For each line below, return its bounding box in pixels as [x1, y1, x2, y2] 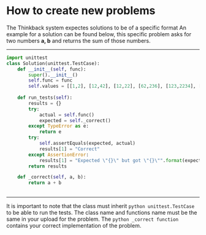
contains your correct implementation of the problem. [6, 222, 142, 229]
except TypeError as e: [28, 123, 89, 129]
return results [28, 163, 67, 169]
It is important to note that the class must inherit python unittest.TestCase [6, 202, 195, 210]
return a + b [28, 180, 62, 186]
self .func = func [28, 77, 72, 83]
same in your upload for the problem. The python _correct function [6, 215, 179, 223]
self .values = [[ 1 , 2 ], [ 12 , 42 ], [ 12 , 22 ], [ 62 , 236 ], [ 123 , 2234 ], [28, 83, 196, 90]
